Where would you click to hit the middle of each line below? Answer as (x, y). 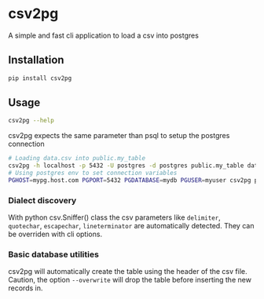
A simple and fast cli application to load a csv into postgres (103, 35)
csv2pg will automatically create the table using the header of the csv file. (128, 272)
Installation (36, 60)
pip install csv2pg (40, 78)
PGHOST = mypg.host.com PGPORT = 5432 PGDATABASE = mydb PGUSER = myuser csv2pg (130, 180)
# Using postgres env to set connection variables (93, 173)
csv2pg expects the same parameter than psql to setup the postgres (119, 136)
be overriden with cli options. (55, 234)
